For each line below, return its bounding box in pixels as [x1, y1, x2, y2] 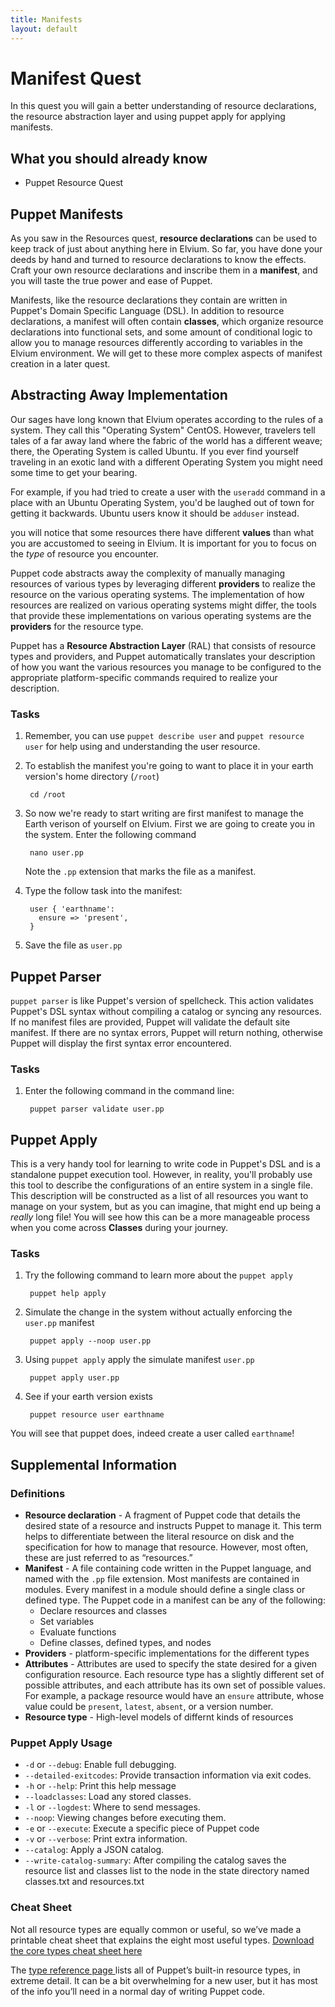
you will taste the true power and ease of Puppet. [10, 275, 213, 287]
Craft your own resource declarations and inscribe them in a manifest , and [10, 264, 318, 276]
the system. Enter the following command [24, 829, 197, 841]
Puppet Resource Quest [24, 177, 124, 189]
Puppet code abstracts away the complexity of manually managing [10, 567, 286, 579]
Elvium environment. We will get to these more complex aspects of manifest [10, 347, 323, 360]
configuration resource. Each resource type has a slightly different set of [24, 1669, 325, 1681]
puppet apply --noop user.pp [29, 1336, 152, 1346]
